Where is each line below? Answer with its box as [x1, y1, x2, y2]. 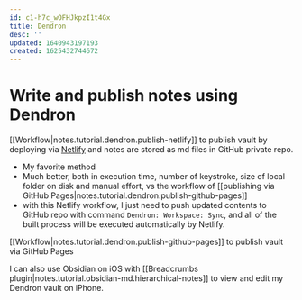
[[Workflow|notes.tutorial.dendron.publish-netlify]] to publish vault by [9, 134, 268, 145]
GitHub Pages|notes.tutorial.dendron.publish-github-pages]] [22, 190, 248, 201]
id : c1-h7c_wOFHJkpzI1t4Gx [9, 13, 111, 23]
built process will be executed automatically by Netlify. [22, 219, 225, 230]
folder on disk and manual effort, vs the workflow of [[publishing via [22, 181, 275, 192]
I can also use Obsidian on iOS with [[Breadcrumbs [9, 263, 198, 275]
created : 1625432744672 [9, 47, 99, 56]
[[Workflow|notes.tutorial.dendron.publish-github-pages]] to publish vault [9, 236, 284, 248]
